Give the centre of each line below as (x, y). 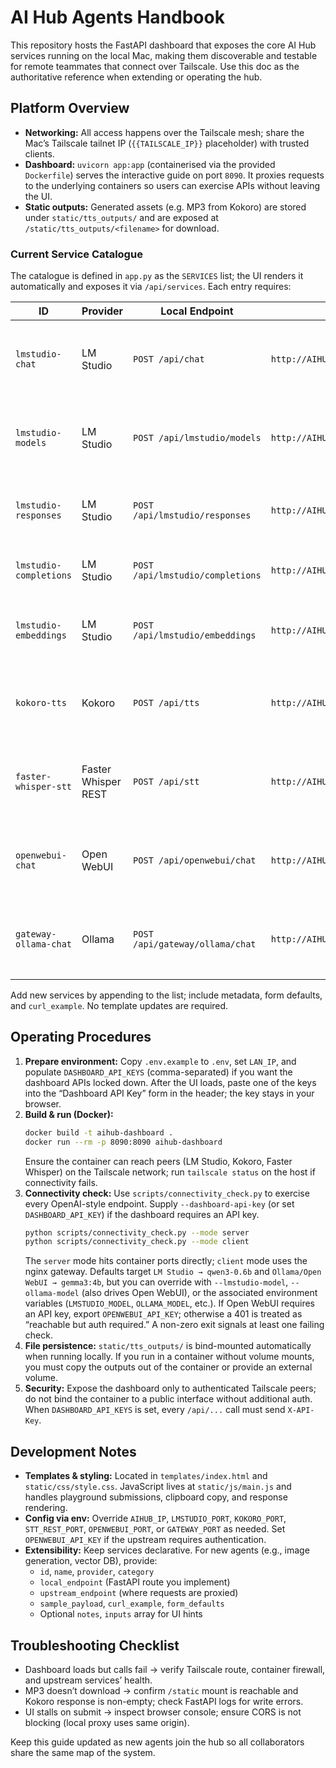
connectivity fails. (61, 1182)
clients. (39, 153)
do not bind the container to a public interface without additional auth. (168, 1399)
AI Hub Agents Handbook (117, 17)
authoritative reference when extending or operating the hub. (136, 77)
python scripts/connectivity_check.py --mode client (137, 1242)
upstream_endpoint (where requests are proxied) (139, 1593)
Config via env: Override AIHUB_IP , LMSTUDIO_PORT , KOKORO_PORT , (155, 1518)
